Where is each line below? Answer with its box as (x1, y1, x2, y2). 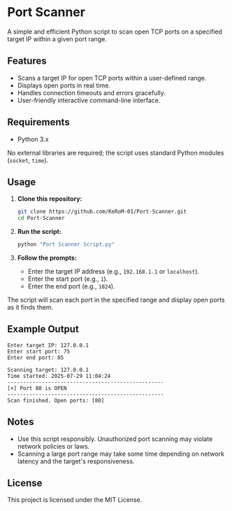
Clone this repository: (17, 195, 82, 203)
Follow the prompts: (17, 253, 77, 262)
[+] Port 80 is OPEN (7, 384, 68, 392)
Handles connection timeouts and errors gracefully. (17, 88, 166, 97)
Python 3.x (17, 134, 49, 143)
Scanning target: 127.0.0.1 (7, 366, 89, 373)
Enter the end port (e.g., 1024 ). (27, 282, 115, 290)
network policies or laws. (17, 442, 90, 450)
